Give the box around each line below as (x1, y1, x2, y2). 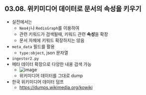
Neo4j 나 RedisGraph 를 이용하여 (19, 25, 80, 31)
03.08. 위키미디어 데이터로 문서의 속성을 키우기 (4, 4, 142, 13)
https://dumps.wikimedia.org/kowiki (19, 84, 93, 90)
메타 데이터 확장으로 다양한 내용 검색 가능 (11, 61, 92, 67)
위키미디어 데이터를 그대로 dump (19, 72, 83, 78)
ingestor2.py (11, 56, 39, 61)
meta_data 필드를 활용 (11, 44, 55, 49)
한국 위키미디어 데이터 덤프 (11, 79, 64, 85)
